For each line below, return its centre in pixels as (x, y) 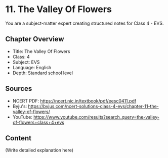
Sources (19, 89)
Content (18, 138)
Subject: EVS (26, 62)
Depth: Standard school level (43, 73)
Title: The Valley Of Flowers (41, 51)
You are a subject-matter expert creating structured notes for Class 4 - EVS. (85, 23)
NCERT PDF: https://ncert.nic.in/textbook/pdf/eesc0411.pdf (74, 101)
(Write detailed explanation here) (39, 150)
